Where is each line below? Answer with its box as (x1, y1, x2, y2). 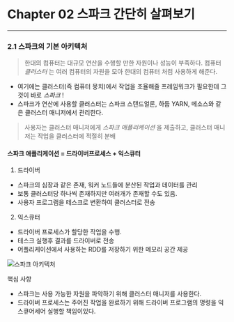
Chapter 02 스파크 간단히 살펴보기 (7, 6, 195, 22)
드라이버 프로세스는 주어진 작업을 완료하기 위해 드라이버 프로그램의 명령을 (17, 298, 217, 307)
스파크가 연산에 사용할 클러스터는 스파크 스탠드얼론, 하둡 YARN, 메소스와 (17, 100, 214, 108)
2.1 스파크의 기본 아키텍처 (7, 41, 88, 51)
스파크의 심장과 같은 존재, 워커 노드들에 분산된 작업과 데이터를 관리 (17, 181, 198, 189)
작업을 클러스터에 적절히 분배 (37, 132, 116, 140)
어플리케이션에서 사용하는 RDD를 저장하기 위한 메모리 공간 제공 (17, 245, 189, 254)
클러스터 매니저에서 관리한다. (24, 109, 103, 117)
